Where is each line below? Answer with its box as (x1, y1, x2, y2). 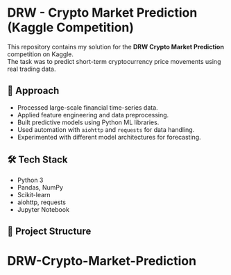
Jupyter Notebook (17, 205, 69, 213)
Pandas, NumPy (17, 183, 64, 192)
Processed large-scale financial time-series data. (17, 103, 158, 112)
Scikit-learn (17, 190, 51, 199)
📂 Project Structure (7, 225, 92, 237)
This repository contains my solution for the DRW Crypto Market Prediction (7, 42, 224, 51)
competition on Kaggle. (7, 50, 74, 58)
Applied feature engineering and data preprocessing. (17, 110, 169, 119)
